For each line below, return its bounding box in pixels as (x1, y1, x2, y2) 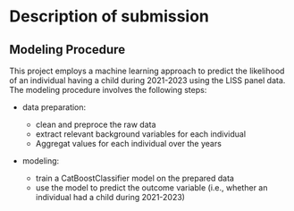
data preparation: (21, 102, 87, 113)
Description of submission (9, 6, 210, 27)
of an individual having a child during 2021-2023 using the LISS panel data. (9, 75, 286, 86)
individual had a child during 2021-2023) (35, 192, 186, 202)
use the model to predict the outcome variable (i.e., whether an (35, 182, 268, 193)
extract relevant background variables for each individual (35, 129, 247, 139)
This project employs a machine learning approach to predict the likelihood (9, 65, 285, 76)
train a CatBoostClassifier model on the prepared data (35, 173, 235, 183)
